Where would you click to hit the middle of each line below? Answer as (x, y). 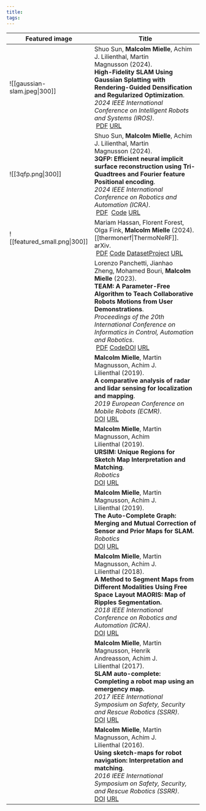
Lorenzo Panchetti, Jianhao (134, 263)
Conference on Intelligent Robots (141, 110)
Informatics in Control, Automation (144, 332)
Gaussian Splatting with (130, 79)
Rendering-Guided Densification (143, 87)
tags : (13, 18)
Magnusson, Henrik (122, 650)
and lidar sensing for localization (143, 388)
